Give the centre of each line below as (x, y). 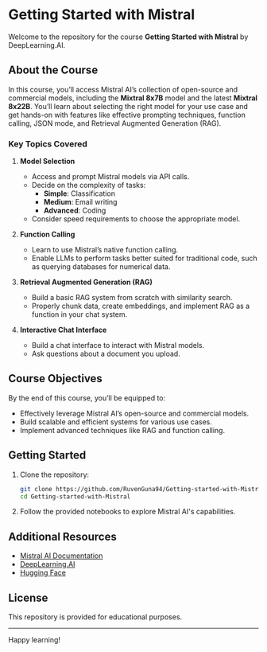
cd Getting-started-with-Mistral (75, 496)
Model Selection (47, 162)
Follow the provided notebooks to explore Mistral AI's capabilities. (128, 512)
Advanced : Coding (75, 211)
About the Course (53, 70)
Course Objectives (56, 379)
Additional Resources (62, 536)
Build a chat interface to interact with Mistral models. (118, 346)
